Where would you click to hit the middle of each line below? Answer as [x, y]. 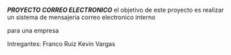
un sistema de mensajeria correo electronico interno [81, 17]
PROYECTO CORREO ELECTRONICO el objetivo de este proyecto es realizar [115, 10]
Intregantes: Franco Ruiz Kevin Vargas [61, 44]
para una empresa [33, 31]
